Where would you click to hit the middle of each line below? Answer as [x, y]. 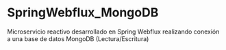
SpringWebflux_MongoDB [83, 13]
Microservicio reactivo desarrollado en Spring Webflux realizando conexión [113, 32]
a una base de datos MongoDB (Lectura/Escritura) [78, 38]
